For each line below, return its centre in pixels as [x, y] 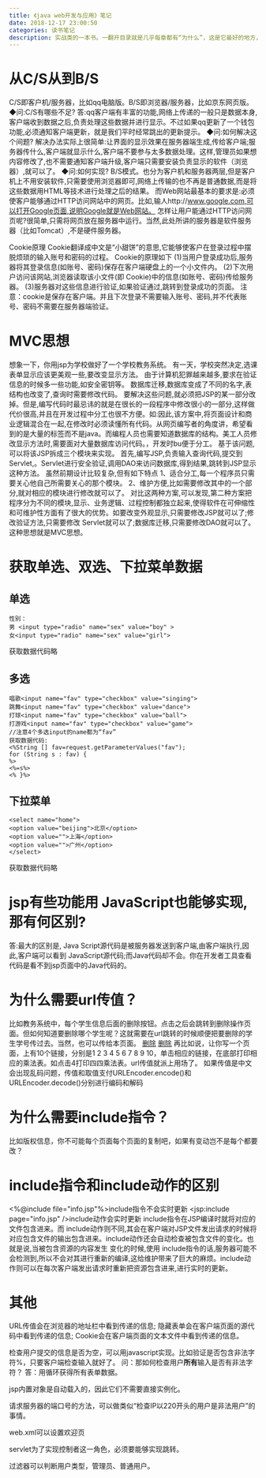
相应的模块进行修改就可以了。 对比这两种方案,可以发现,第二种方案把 [142, 493]
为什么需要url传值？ [73, 1000]
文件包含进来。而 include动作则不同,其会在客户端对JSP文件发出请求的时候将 [133, 1229]
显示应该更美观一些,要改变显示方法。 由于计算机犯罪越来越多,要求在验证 [140, 375]
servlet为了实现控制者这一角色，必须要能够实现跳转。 [96, 1450]
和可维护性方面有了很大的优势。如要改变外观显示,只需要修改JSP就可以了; [128, 513]
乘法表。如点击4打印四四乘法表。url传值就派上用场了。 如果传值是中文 [137, 1063]
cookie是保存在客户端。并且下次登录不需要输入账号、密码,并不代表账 [135, 297]
